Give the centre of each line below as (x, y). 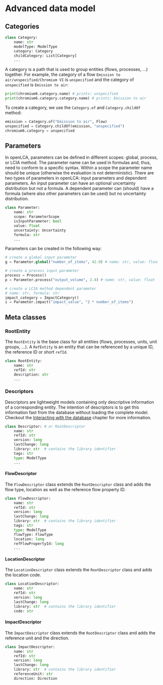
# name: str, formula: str (32, 293)
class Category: (21, 37)
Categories (22, 26)
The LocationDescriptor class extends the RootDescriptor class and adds (79, 570)
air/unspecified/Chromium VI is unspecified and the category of (70, 80)
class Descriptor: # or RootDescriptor (45, 426)
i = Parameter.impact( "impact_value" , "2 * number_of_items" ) (69, 302)
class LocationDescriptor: (32, 584)
